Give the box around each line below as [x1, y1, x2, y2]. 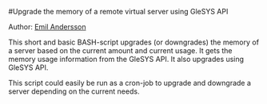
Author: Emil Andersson [8, 22, 86, 31]
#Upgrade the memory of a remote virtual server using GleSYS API [8, 7, 229, 16]
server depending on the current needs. [8, 87, 140, 96]
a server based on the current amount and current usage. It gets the [8, 46, 233, 55]
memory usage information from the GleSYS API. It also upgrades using [8, 55, 245, 64]
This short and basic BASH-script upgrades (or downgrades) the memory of [8, 37, 260, 47]
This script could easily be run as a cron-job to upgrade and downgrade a [8, 79, 252, 87]
